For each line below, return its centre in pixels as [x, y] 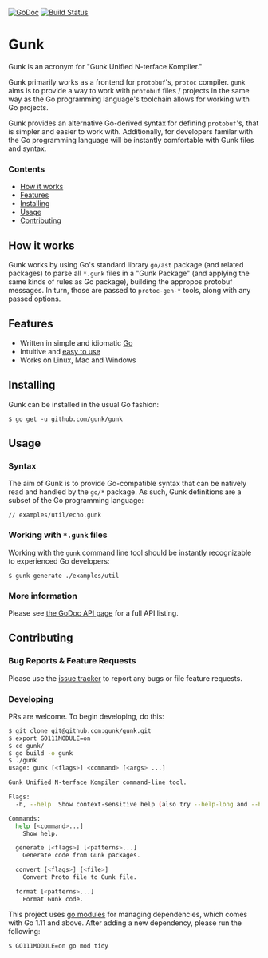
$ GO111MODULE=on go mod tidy [59, 946]
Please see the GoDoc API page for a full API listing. [94, 613]
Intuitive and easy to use [60, 351]
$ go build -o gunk [41, 753]
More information [43, 596]
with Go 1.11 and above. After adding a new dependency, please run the [125, 923]
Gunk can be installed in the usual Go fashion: [84, 404]
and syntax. [28, 148]
